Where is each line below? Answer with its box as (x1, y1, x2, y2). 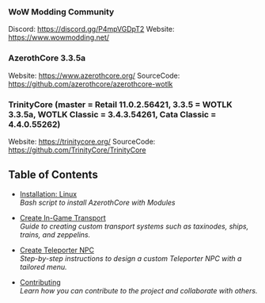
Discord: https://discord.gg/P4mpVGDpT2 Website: (8, 25, 176, 34)
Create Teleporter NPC (19, 245, 95, 255)
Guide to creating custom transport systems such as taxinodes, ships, (19, 221, 249, 231)
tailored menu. (19, 262, 67, 271)
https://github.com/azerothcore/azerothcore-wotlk (8, 79, 173, 89)
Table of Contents (8, 168, 99, 182)
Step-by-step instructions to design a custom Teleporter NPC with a (19, 253, 242, 263)
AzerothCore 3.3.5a (8, 52, 86, 63)
